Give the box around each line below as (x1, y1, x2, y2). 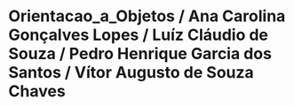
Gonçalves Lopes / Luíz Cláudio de (8, 25, 268, 45)
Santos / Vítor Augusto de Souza (8, 63, 254, 83)
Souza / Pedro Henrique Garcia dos (8, 44, 273, 64)
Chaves (8, 81, 66, 102)
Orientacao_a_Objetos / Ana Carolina (8, 6, 286, 26)
